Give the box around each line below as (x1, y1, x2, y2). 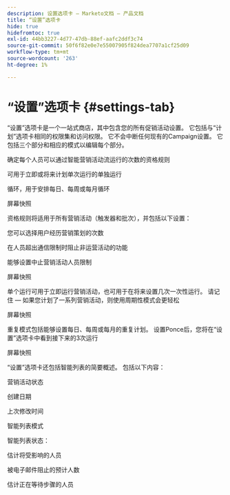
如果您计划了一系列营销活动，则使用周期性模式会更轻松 (22, 296, 180, 304)
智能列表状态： (7, 436, 50, 445)
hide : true (7, 23, 39, 30)
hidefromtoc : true (7, 29, 60, 37)
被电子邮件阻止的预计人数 (7, 465, 80, 474)
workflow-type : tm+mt (7, 49, 70, 56)
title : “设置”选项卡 (7, 17, 61, 23)
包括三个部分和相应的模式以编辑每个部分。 (7, 141, 128, 149)
